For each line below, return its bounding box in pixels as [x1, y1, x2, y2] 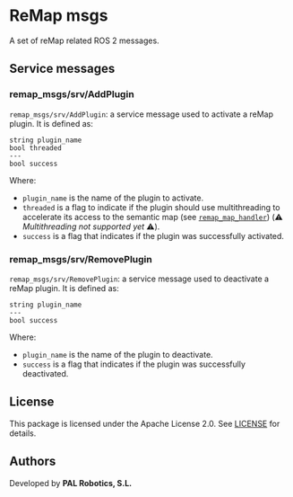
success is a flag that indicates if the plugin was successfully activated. [22, 230, 285, 241]
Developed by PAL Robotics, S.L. [9, 477, 133, 488]
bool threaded [9, 143, 63, 153]
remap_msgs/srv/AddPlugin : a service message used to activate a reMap [9, 109, 273, 120]
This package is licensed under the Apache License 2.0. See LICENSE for [9, 418, 280, 429]
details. [9, 428, 37, 439]
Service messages [9, 61, 116, 76]
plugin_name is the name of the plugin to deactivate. [22, 349, 213, 359]
